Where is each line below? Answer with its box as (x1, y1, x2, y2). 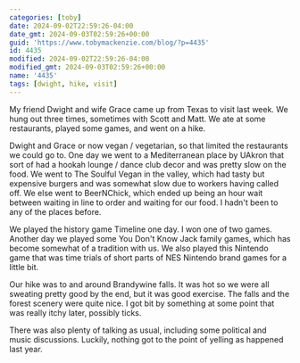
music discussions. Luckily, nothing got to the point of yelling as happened (9, 334, 284, 344)
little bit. (9, 261, 39, 272)
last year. (9, 343, 43, 354)
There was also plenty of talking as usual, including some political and (9, 325, 267, 335)
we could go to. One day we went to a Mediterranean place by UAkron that (9, 149, 284, 161)
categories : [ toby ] (9, 12, 82, 22)
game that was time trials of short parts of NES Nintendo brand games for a (9, 252, 287, 263)
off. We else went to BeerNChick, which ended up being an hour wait (9, 187, 263, 198)
